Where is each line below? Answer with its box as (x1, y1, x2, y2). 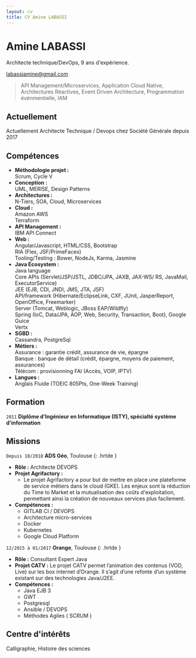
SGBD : (14, 330, 32, 337)
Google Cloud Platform (23, 533, 80, 540)
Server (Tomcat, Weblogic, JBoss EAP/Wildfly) (14, 305, 129, 312)
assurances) (14, 361, 45, 368)
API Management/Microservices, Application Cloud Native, (20, 82, 164, 89)
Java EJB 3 (23, 586, 51, 594)
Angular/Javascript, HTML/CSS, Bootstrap (14, 242, 117, 249)
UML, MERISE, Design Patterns (14, 186, 90, 193)
